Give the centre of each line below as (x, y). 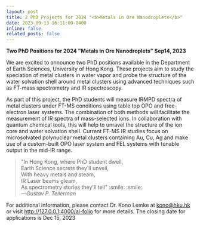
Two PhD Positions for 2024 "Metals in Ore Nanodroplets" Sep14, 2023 (96, 51)
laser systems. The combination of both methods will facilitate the (109, 112)
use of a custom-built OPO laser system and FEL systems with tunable (93, 144)
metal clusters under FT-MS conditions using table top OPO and (85, 106)
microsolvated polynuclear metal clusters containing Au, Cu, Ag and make (97, 137)
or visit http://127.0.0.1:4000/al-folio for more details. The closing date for (96, 211)
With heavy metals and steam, (58, 174)
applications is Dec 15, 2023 (41, 218)
